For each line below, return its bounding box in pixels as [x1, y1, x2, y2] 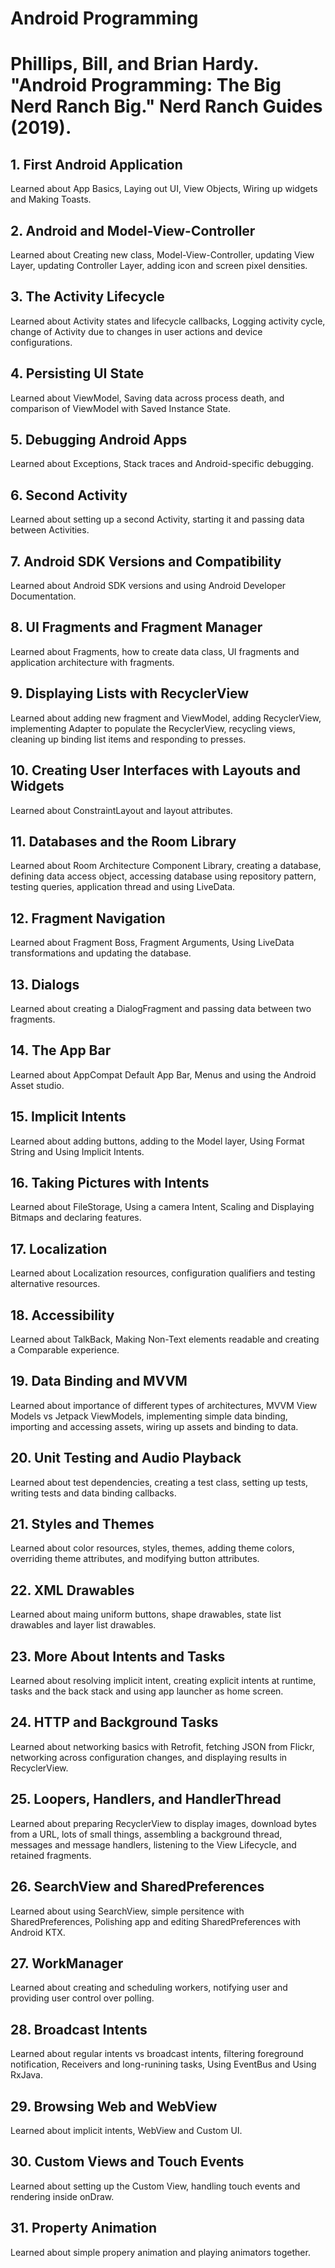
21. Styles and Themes [10, 1516, 155, 1533]
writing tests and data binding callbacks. [10, 1487, 177, 1499]
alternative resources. [10, 1278, 101, 1290]
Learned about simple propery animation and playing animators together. [10, 2246, 311, 2258]
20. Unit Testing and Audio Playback [10, 1450, 242, 1467]
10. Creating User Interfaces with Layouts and [10, 762, 301, 779]
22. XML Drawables [10, 1582, 135, 1599]
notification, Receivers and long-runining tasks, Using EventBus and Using [10, 2058, 317, 2071]
